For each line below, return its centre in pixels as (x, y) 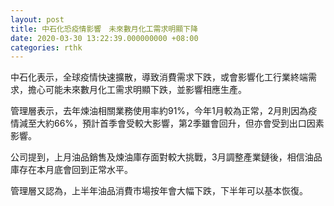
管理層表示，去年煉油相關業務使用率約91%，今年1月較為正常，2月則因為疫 (164, 111)
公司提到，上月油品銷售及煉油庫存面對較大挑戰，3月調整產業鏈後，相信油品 (166, 157)
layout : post (37, 19)
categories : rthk (46, 47)
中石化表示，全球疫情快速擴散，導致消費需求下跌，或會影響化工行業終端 (159, 77)
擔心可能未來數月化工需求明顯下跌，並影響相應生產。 (137, 90)
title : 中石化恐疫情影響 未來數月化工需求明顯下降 (104, 29)
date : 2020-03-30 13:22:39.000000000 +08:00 (104, 38)
